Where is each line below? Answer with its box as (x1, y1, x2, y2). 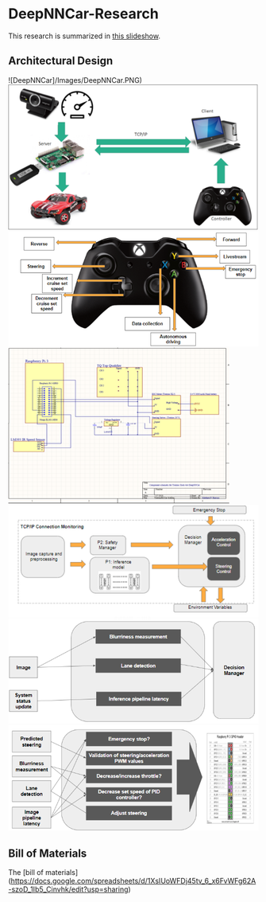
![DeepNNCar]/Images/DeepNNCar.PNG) (8, 75, 143, 84)
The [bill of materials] (8, 867, 78, 877)
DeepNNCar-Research (8, 5, 159, 23)
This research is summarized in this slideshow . (8, 31, 161, 41)
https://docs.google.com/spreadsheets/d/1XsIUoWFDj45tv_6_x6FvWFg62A (10, 876, 256, 885)
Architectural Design (8, 54, 114, 68)
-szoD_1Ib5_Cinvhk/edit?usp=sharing (8, 884, 129, 894)
